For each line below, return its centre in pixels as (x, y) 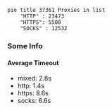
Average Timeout (33, 62)
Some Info (25, 46)
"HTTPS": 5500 (41, 22)
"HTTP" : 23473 (42, 16)
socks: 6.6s (34, 101)
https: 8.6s (33, 93)
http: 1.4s (31, 86)
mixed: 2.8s (34, 78)
